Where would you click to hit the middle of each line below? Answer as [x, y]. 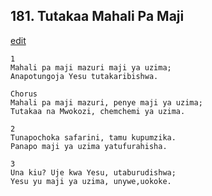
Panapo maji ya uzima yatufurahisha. [89, 146]
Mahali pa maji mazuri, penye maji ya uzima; [106, 102]
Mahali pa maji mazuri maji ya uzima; [91, 67]
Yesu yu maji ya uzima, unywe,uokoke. [91, 181]
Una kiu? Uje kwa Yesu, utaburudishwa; [93, 172]
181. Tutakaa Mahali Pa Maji [97, 16]
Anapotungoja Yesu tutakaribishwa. [84, 76]
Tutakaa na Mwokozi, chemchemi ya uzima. [98, 111]
